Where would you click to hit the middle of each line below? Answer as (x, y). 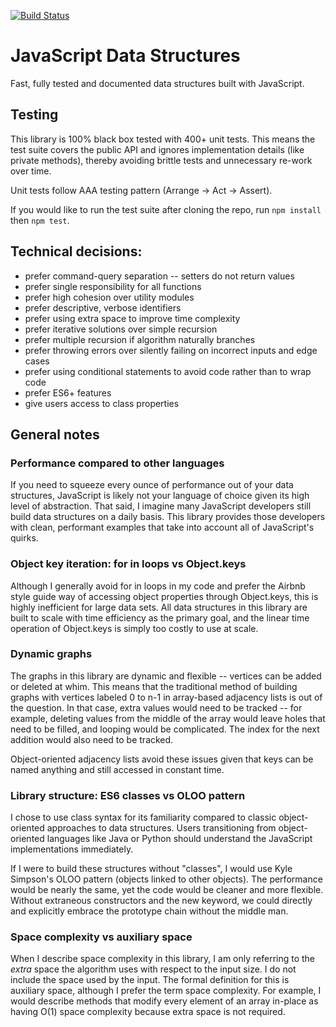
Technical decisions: (76, 251)
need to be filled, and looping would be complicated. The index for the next (165, 729)
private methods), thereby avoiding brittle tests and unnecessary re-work (161, 160)
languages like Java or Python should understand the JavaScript (179, 839)
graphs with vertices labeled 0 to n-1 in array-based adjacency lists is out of (166, 697)
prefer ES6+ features (68, 392)
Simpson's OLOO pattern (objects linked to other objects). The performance (166, 879)
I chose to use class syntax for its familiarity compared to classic (143, 817)
